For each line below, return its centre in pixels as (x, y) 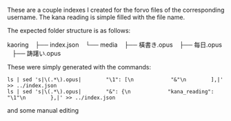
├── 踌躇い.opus (37, 53)
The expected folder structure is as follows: (69, 31)
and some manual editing (43, 110)
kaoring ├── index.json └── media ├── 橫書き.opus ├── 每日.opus (115, 45)
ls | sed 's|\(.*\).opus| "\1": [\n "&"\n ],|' (115, 80)
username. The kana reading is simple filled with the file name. (96, 17)
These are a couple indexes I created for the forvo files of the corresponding (116, 10)
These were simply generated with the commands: (79, 67)
